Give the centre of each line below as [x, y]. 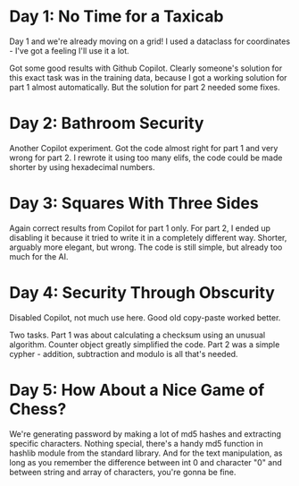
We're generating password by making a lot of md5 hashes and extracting [145, 434]
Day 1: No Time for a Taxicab [116, 17]
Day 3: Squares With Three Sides [134, 204]
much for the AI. [39, 256]
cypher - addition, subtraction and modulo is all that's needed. [124, 354]
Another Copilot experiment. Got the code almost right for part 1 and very [144, 148]
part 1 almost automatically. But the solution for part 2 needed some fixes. [145, 87]
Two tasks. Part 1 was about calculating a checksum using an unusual [137, 335]
